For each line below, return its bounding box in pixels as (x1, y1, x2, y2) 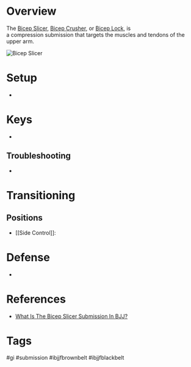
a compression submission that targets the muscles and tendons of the (6, 31, 185, 38)
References (6, 292, 66, 306)
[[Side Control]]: (15, 229, 56, 236)
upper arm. (6, 37, 35, 45)
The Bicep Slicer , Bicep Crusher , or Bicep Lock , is (6, 25, 131, 32)
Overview (6, 4, 57, 18)
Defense (6, 250, 50, 264)
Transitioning (6, 188, 76, 202)
